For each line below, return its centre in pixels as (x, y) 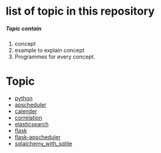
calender (26, 112)
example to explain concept (50, 51)
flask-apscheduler (38, 137)
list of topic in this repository (80, 11)
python (24, 98)
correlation (28, 118)
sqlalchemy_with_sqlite (43, 144)
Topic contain (24, 28)
